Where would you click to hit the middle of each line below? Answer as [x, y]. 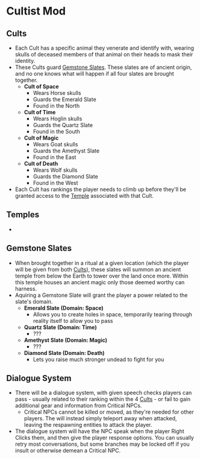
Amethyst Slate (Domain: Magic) [65, 340]
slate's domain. [34, 301]
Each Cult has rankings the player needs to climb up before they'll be [101, 189]
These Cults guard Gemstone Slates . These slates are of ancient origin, [103, 67]
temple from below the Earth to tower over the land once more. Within [102, 276]
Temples [23, 215]
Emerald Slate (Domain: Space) [64, 308]
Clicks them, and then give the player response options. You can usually [105, 438]
